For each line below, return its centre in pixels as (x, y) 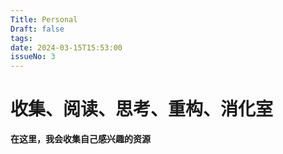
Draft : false (37, 29)
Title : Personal (44, 19)
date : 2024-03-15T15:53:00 (66, 47)
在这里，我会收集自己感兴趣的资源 (80, 139)
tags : (21, 38)
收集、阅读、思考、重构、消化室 (142, 109)
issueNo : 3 (33, 57)
